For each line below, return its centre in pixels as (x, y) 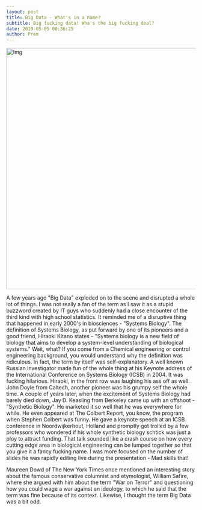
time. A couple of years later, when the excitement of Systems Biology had (99, 394)
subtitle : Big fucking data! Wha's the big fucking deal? (80, 23)
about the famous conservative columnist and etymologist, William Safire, (97, 476)
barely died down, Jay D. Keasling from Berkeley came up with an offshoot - (101, 400)
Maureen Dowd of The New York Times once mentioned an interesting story (101, 470)
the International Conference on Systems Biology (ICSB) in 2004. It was (95, 375)
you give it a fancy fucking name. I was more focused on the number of (95, 452)
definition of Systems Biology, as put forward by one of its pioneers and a (97, 330)
